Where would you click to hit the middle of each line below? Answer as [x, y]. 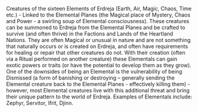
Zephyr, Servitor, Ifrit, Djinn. [40, 103]
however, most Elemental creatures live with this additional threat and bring [98, 90]
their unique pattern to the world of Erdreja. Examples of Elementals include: [99, 97]
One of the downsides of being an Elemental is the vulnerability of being [94, 71]
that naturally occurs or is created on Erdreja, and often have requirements [97, 46]
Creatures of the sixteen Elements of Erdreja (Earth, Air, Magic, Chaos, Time [99, 9]
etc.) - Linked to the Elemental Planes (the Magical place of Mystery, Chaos [98, 15]
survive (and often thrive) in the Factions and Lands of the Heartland [90, 34]
